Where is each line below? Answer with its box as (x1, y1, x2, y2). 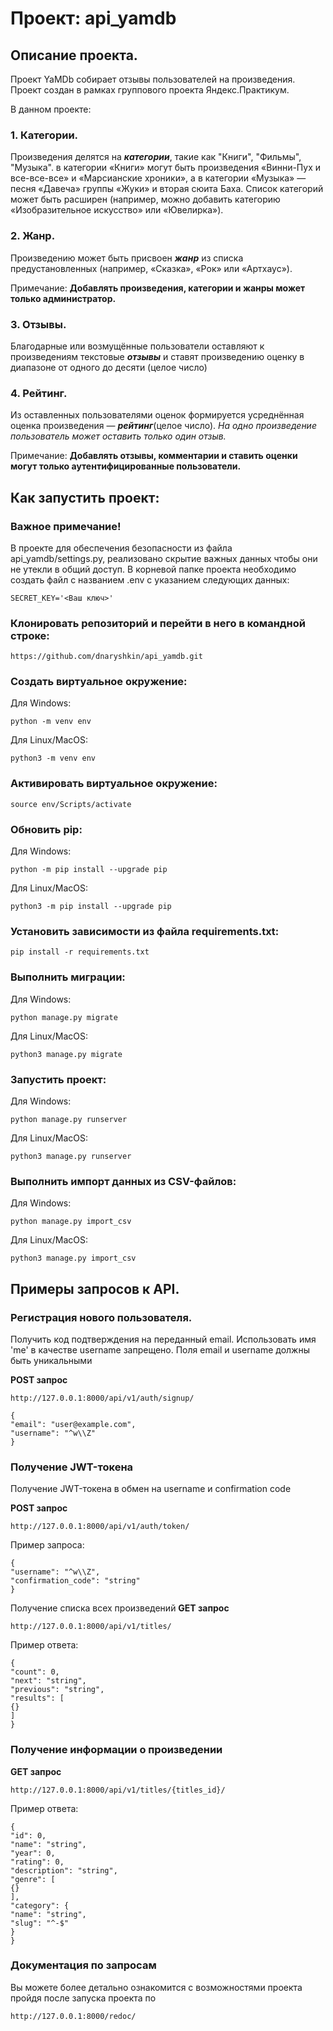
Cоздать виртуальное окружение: (10, 675, 188, 689)
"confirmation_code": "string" (10, 1576, 141, 1586)
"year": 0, (10, 1848, 56, 1858)
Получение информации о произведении (10, 1743, 223, 1757)
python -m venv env (10, 717, 92, 727)
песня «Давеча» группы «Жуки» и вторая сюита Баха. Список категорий (10, 183, 324, 195)
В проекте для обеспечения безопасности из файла (10, 542, 233, 554)
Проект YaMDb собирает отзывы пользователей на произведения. (10, 73, 296, 85)
